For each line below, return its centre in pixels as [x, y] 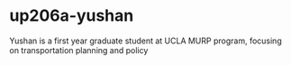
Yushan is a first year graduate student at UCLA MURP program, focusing [145, 41]
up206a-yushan [72, 16]
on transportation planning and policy [79, 50]
